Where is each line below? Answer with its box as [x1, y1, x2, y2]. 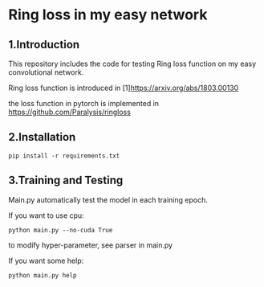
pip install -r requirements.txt [8, 151, 120, 160]
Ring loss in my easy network [8, 6, 208, 24]
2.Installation [8, 130, 76, 144]
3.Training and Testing [8, 174, 124, 187]
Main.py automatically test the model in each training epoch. [8, 195, 209, 204]
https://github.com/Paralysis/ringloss [8, 107, 131, 117]
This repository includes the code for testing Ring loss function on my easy [8, 59, 257, 68]
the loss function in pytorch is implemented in [8, 99, 159, 108]
